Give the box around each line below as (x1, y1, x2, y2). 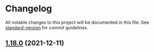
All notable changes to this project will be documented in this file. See (5, 19, 149, 25)
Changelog (5, 3, 52, 14)
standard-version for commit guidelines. (5, 24, 88, 30)
